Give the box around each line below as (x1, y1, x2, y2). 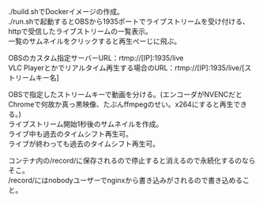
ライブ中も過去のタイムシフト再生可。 (8, 129, 133, 138)
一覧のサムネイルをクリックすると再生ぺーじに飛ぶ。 (8, 36, 182, 46)
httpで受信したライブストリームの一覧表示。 (8, 27, 152, 36)
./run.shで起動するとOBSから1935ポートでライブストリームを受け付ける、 (8, 17, 250, 26)
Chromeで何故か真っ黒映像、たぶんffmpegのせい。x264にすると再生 (8, 99, 234, 109)
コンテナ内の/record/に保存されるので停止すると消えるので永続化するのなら (8, 156, 256, 165)
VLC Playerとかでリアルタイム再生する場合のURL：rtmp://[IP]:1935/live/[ (8, 63, 245, 73)
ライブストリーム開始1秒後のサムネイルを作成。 (8, 119, 163, 129)
